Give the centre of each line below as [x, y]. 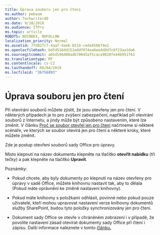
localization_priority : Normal [36, 41]
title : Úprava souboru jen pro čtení [43, 9]
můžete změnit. [21, 135]
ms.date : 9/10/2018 [25, 23]
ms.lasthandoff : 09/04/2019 [33, 68]
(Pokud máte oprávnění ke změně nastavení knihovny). [67, 188]
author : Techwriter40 [27, 18]
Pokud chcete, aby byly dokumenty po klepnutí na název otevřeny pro [82, 178]
